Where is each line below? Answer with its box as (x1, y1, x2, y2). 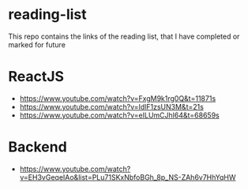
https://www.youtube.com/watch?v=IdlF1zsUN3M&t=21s (19, 102, 204, 111)
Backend (8, 138, 67, 156)
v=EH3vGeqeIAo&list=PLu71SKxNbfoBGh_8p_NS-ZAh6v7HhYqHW (19, 172, 236, 182)
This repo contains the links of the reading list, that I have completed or (8, 32, 240, 41)
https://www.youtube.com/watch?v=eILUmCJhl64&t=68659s (19, 110, 220, 120)
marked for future (8, 39, 66, 49)
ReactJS (8, 68, 65, 86)
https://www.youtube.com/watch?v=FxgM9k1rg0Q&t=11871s (19, 93, 216, 103)
